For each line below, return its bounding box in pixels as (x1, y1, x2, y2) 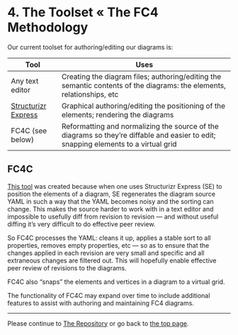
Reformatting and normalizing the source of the (61, 121, 220, 131)
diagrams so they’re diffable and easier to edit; (61, 130, 216, 140)
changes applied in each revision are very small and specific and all (7, 248, 205, 257)
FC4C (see (11, 126, 47, 136)
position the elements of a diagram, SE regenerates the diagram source (7, 190, 216, 198)
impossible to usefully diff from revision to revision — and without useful (7, 212, 219, 221)
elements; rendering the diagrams (61, 109, 174, 119)
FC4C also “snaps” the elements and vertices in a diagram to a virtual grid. (7, 278, 225, 286)
